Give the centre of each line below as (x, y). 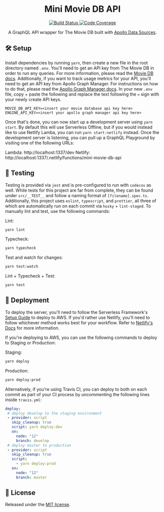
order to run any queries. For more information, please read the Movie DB (79, 73)
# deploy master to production (39, 445)
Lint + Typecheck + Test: (30, 276)
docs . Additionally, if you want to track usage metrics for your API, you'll (78, 78)
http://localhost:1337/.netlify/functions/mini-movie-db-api (63, 157)
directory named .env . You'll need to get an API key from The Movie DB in (80, 68)
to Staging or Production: (30, 342)
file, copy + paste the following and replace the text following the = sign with (82, 94)
